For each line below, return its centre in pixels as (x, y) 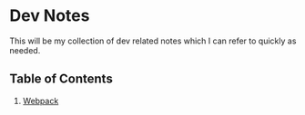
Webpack (41, 101)
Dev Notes (50, 16)
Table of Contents (61, 79)
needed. (25, 50)
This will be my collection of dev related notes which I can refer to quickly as (153, 41)
